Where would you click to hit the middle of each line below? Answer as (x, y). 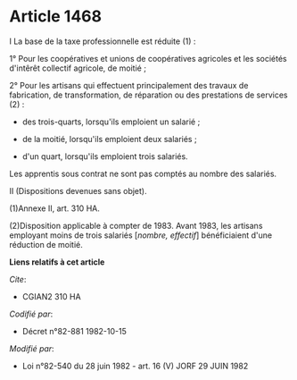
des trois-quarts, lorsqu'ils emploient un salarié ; (111, 122)
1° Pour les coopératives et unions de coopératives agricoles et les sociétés (148, 58)
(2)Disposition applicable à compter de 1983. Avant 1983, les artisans (136, 225)
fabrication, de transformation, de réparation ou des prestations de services (148, 95)
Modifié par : (32, 348)
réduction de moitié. (46, 244)
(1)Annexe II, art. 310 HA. (54, 208)
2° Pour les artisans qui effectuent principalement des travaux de (129, 85)
